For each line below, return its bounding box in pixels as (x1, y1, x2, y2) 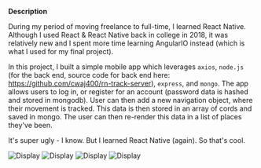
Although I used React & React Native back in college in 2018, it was (8, 31, 229, 39)
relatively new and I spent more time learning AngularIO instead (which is (8, 38, 245, 48)
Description (8, 7, 48, 16)
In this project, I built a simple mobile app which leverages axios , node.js (8, 62, 244, 71)
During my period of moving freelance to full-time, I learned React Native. (8, 22, 246, 31)
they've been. (8, 121, 53, 130)
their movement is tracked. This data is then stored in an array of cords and (8, 104, 252, 113)
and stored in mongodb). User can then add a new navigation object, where (8, 96, 253, 104)
